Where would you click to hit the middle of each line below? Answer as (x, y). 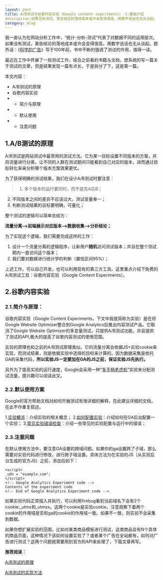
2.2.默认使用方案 (25, 389)
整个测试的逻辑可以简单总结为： (37, 216)
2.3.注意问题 (20, 437)
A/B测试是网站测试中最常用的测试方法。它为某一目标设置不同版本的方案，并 (81, 156)
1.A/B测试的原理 (29, 143)
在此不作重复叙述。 (24, 407)
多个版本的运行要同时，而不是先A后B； (63, 189)
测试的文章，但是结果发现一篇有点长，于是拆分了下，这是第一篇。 (75, 66)
